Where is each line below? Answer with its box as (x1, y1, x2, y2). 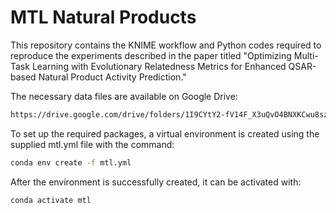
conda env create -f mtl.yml (10, 157, 132, 168)
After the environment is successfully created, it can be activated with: (10, 176, 302, 188)
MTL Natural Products (10, 6, 197, 29)
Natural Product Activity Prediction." (38, 71, 187, 83)
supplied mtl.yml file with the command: (10, 138, 175, 150)
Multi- (293, 49, 319, 61)
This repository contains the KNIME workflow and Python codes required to (10, 39, 322, 51)
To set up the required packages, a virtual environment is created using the (10, 127, 320, 140)
